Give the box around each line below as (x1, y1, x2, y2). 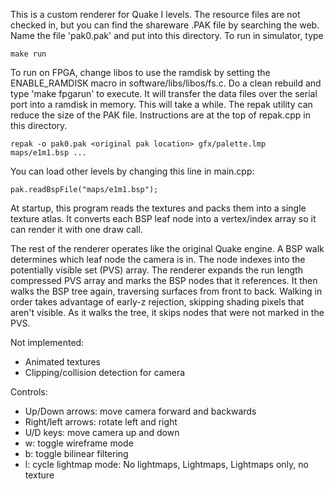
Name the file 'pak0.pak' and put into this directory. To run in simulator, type (10, 30, 324, 41)
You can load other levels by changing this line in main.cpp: (10, 165, 255, 177)
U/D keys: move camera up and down (24, 427, 180, 438)
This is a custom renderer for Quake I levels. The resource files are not (10, 9, 301, 20)
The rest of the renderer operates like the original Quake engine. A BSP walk (10, 243, 325, 254)
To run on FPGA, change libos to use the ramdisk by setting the (10, 67, 271, 78)
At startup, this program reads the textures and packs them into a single (10, 202, 307, 214)
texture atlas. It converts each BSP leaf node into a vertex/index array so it (10, 213, 317, 224)
